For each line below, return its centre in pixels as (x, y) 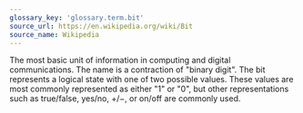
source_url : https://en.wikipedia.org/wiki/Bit (101, 26)
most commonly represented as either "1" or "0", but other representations (149, 89)
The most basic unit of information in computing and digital (120, 61)
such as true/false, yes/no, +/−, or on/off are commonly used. (125, 99)
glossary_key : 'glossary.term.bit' (77, 18)
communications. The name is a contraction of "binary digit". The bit (137, 70)
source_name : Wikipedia (55, 34)
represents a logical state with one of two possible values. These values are (151, 80)
